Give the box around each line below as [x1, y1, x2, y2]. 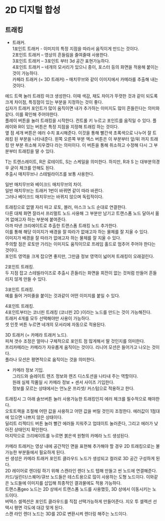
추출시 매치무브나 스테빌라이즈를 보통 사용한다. [5, 171, 95, 177]
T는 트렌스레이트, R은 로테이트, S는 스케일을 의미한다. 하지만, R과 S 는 [5, 159, 139, 165]
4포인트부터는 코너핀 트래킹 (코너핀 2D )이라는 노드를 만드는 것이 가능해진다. [5, 309, 152, 315]
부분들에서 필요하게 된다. [18, 449, 66, 455]
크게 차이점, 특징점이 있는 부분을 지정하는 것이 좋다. [5, 99, 103, 105]
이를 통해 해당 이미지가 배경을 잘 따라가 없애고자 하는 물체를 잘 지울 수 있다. [5, 229, 149, 234]
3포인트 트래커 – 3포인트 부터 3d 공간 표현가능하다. [12, 58, 110, 64]
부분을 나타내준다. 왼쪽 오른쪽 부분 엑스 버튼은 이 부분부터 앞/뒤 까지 [19, 136, 149, 142]
